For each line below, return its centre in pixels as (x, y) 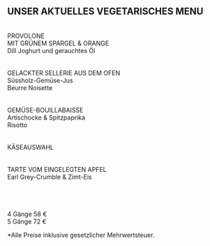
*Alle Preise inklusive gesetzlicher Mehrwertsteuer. (81, 235)
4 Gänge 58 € (27, 214)
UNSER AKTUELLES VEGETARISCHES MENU (105, 12)
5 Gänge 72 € (27, 221)
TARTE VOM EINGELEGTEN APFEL (57, 169)
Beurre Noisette (30, 87)
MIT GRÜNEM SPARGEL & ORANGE (58, 43)
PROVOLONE (26, 36)
